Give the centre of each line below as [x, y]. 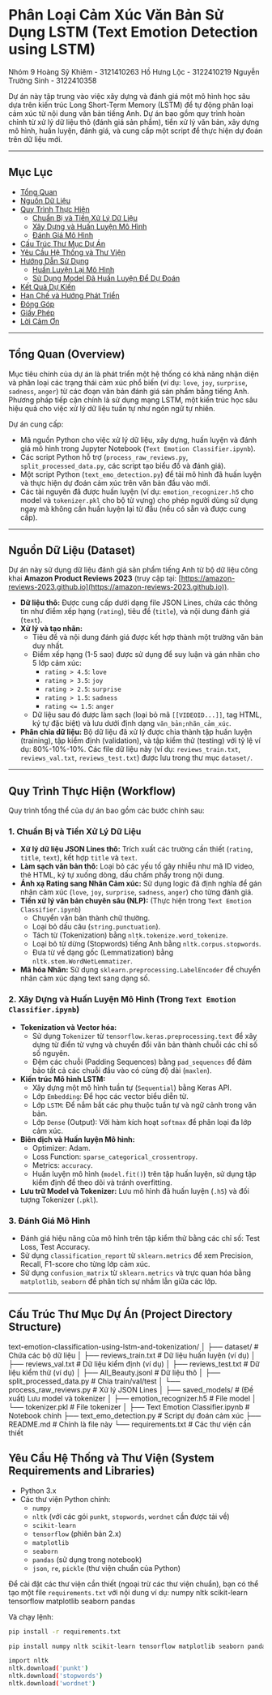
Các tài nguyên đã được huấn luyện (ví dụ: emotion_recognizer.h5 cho [137, 491]
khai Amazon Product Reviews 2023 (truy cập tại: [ [95, 578]
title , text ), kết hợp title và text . [79, 858]
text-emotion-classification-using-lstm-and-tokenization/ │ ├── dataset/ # [134, 1346]
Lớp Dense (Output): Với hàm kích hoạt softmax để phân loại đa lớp [142, 1122]
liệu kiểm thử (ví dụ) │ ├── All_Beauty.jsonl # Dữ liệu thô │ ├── [115, 1372]
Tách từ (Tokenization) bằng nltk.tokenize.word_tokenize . [130, 935]
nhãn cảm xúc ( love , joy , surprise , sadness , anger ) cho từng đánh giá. [136, 892]
